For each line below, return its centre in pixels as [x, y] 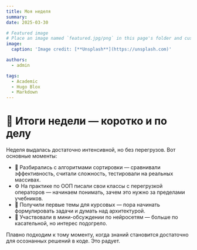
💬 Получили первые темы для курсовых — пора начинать [87, 205]
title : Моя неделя [28, 11]
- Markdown [25, 92]
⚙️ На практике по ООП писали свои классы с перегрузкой [89, 186]
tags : [13, 76]
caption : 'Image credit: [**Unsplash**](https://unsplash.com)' [91, 49]
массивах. [28, 180]
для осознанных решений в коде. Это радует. [63, 241]
